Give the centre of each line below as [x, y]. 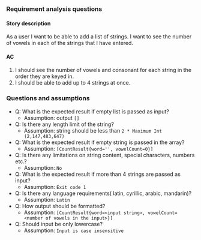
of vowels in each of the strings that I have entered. [70, 43]
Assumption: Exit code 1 [55, 187]
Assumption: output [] [52, 118]
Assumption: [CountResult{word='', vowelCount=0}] [88, 148]
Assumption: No [43, 167]
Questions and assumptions [48, 98]
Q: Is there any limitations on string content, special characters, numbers [105, 155]
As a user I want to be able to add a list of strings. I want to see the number [99, 37]
